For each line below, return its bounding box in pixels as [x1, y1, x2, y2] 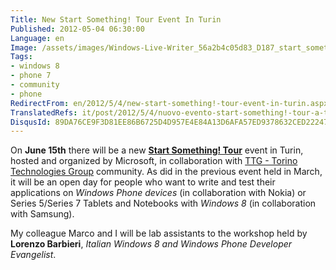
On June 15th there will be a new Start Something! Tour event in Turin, [10, 144, 304, 156]
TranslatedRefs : [10, 107, 78, 118]
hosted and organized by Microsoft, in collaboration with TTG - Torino [10, 155, 298, 167]
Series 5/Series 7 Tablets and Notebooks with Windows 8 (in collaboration [10, 197, 317, 210]
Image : [10, 42, 38, 53]
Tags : [10, 52, 33, 62]
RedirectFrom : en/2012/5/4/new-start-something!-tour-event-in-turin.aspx [10, 98, 329, 108]
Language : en [10, 33, 65, 43]
